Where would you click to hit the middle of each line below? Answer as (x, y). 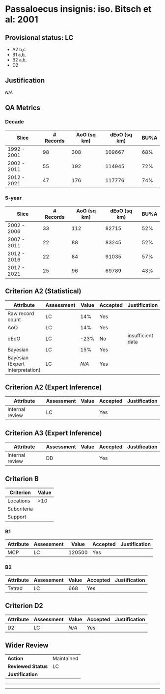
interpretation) (24, 370)
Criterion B (22, 478)
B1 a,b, (19, 55)
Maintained (65, 659)
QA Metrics (23, 108)
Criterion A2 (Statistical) (43, 291)
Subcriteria (20, 509)
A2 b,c (19, 49)
